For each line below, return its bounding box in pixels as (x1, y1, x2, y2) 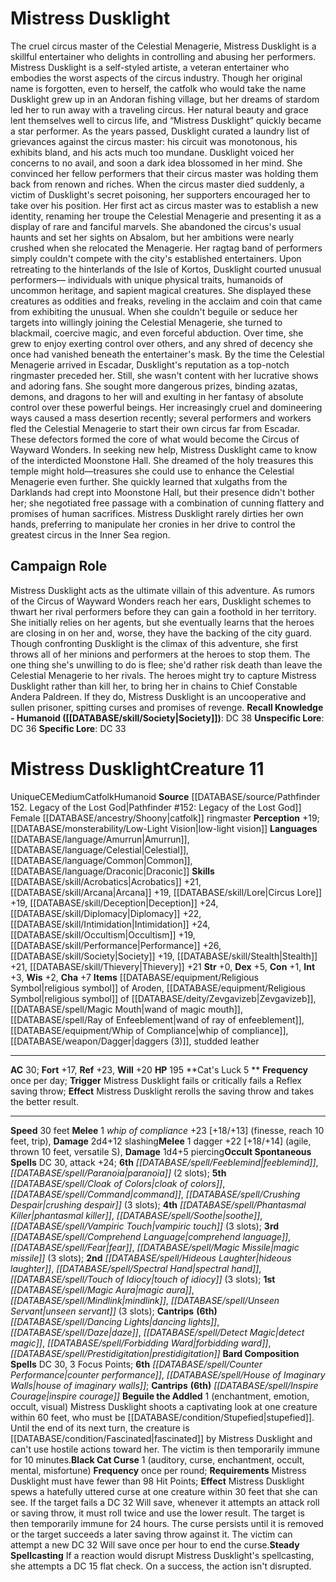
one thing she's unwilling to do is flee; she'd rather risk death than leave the (10, 658, 323, 671)
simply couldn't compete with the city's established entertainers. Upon (10, 252, 302, 264)
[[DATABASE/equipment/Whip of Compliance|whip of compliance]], (10, 1024, 289, 1036)
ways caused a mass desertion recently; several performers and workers (10, 412, 312, 424)
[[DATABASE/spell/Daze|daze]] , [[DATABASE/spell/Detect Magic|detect (10, 1326, 305, 1338)
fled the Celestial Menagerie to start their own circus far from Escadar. (10, 422, 300, 434)
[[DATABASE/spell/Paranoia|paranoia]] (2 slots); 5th (10, 1167, 227, 1179)
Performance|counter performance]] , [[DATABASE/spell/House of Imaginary (10, 1368, 326, 1381)
